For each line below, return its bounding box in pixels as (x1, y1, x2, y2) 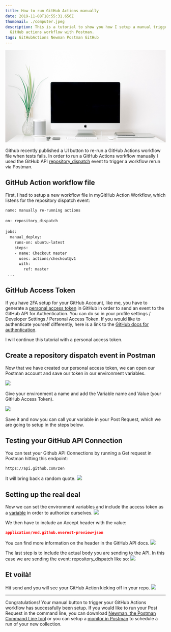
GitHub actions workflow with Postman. (10, 29, 95, 35)
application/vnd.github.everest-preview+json (5, 530, 103, 535)
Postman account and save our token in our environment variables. (5, 370, 146, 376)
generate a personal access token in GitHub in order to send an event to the (5, 305, 164, 311)
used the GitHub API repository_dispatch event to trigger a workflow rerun (5, 158, 161, 164)
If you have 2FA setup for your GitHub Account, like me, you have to (5, 299, 148, 306)
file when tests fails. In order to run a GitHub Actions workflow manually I (5, 153, 158, 159)
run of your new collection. (5, 621, 62, 627)
